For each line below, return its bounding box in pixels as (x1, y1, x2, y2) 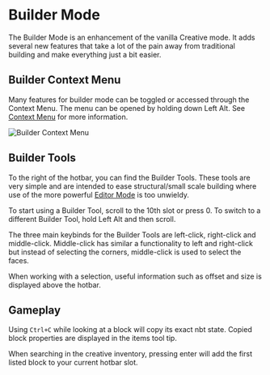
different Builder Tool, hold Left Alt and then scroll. (8, 214, 176, 224)
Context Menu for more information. (8, 112, 129, 121)
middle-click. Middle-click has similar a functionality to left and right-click (8, 238, 253, 248)
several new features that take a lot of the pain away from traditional (8, 40, 236, 50)
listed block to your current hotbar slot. (8, 358, 139, 368)
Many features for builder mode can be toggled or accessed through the (8, 95, 250, 104)
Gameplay (8, 303, 61, 317)
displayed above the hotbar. (8, 279, 101, 289)
